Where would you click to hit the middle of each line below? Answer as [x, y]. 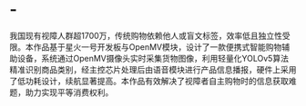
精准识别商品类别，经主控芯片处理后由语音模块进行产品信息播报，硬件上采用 [153, 69]
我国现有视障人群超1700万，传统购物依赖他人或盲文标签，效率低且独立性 [146, 35]
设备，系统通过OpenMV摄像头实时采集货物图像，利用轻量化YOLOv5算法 [153, 58]
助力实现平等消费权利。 [69, 92]
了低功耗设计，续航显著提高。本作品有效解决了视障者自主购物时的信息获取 [149, 81]
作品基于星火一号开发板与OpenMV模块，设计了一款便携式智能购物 [158, 47]
